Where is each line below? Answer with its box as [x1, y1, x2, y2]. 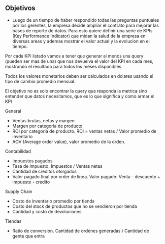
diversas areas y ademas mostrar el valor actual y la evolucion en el [12, 38, 150, 44]
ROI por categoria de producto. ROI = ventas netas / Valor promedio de [12, 128, 157, 134]
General [5, 108, 21, 114]
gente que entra [12, 233, 45, 239]
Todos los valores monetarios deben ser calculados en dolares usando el [5, 73, 154, 79]
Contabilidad [5, 148, 31, 154]
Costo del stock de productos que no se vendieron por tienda [12, 203, 137, 209]
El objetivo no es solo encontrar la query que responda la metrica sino [5, 88, 147, 94]
